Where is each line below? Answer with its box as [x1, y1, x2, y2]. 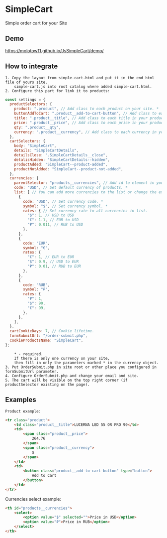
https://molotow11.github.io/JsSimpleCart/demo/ [5, 47, 104, 53]
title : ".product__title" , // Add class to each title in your [14, 116, 148, 121]
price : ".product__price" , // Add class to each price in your [14, 120, 148, 125]
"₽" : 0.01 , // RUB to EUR [27, 264, 81, 269]
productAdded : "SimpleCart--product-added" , [14, 162, 108, 167]
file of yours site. [5, 80, 48, 85]
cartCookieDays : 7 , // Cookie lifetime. [9, 329, 94, 334]
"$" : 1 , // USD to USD [27, 213, 75, 218]
